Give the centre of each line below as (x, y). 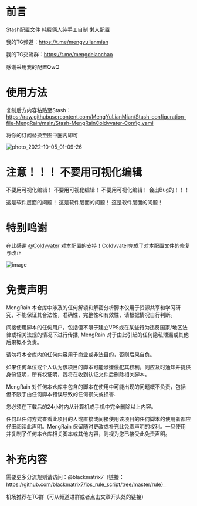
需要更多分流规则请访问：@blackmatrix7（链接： (65, 477)
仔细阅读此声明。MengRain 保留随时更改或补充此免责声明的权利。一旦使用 (96, 426)
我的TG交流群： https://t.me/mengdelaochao (60, 54)
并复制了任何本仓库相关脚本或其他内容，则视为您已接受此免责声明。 (88, 434)
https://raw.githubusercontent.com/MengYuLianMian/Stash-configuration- (96, 117)
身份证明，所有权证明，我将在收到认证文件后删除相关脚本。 (78, 374)
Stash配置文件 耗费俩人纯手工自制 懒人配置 (58, 29)
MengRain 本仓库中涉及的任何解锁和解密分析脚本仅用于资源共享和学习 (91, 307)
